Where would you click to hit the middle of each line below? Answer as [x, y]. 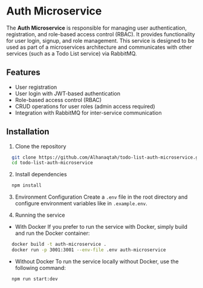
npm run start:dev [35, 279]
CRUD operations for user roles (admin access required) [85, 106]
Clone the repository [40, 146]
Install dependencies [41, 174]
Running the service [40, 215]
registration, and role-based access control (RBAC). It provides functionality [101, 34]
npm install [27, 185]
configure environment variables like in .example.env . [81, 203]
